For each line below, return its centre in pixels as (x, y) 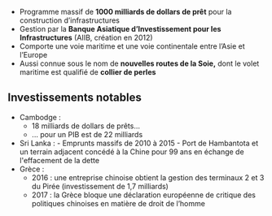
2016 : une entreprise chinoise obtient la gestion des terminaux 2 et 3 (148, 177)
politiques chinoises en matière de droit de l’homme (118, 203)
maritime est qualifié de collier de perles (88, 72)
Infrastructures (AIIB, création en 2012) (86, 37)
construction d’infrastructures (69, 20)
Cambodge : (40, 117)
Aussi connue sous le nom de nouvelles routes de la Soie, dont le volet (139, 63)
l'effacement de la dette (59, 160)
